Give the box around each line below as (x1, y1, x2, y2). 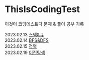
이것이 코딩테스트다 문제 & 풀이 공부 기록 (5, 21, 84, 27)
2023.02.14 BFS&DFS (5, 37, 49, 43)
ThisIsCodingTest (5, 4, 80, 15)
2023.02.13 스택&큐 (5, 31, 44, 37)
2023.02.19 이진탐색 (5, 49, 45, 55)
